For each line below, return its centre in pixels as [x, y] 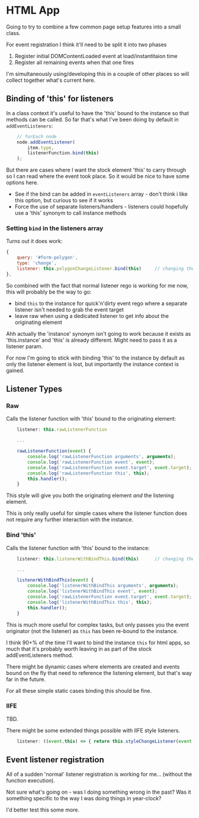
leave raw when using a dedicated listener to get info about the [92, 316]
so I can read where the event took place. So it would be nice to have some [98, 176]
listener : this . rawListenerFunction [62, 430]
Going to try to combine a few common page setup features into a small [94, 27]
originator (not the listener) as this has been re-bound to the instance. [92, 631]
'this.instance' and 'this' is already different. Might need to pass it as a [92, 340]
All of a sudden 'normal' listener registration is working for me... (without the [99, 774]
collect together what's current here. [51, 80]
